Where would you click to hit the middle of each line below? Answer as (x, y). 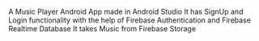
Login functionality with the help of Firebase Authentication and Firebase (129, 20)
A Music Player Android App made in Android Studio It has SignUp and (126, 12)
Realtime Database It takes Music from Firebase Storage (102, 29)
